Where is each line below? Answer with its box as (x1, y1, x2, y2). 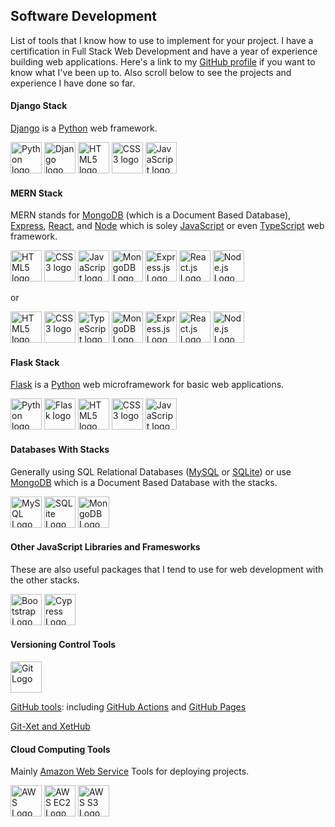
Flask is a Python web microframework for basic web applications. (10, 379, 285, 391)
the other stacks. (10, 574, 80, 586)
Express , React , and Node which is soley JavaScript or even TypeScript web (10, 220, 325, 232)
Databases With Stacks (10, 444, 110, 456)
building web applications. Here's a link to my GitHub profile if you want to (10, 55, 316, 68)
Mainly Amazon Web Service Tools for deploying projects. (10, 765, 250, 778)
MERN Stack (10, 187, 63, 199)
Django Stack (10, 100, 68, 112)
